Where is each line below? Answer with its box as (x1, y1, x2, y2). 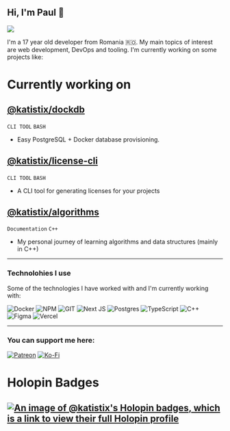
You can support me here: (7, 335, 95, 345)
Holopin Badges (7, 375, 99, 391)
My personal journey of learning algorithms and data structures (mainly (16, 237, 218, 246)
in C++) (16, 245, 39, 253)
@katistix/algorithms (7, 207, 99, 218)
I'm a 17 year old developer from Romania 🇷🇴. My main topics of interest (7, 38, 214, 46)
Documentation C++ (7, 226, 58, 233)
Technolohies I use (7, 268, 71, 278)
